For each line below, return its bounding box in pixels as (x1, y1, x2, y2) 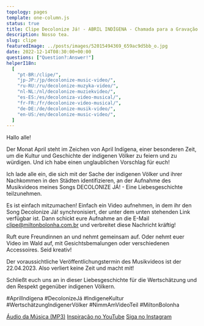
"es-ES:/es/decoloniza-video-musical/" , (17, 94, 122, 100)
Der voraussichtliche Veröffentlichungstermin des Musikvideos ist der (6, 258, 182, 265)
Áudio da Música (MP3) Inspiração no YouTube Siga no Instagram (6, 313, 172, 320)
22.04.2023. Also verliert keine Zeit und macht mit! (6, 264, 134, 272)
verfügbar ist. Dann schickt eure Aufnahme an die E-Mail (6, 215, 150, 222)
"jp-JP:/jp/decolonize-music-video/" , (17, 77, 116, 83)
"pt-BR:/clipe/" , (17, 72, 62, 78)
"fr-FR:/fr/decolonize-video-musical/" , (17, 100, 122, 106)
